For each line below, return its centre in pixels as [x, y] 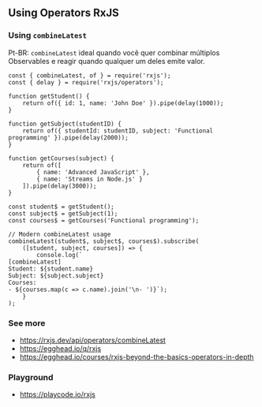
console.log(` [60, 255]
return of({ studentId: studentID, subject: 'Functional [118, 131]
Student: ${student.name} [51, 269]
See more [27, 323]
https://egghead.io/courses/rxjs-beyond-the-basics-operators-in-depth [137, 357]
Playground [31, 377]
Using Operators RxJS [64, 13]
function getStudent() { [49, 96]
